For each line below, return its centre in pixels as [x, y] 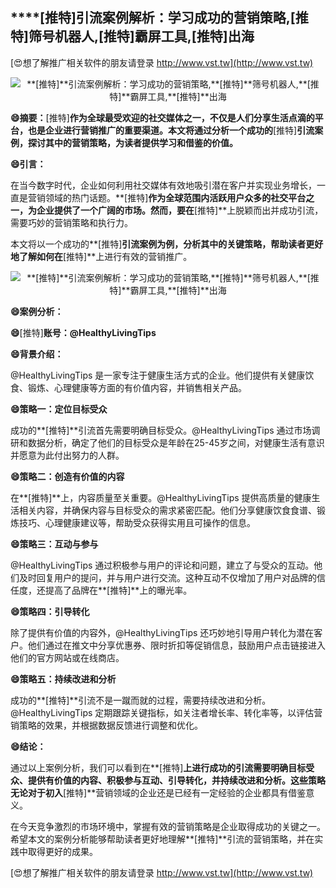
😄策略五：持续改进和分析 [63, 679]
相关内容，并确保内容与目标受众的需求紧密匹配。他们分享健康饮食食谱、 [167, 510]
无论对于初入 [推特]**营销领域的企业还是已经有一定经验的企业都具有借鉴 [158, 792]
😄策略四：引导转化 [50, 611]
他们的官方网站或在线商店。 [67, 657]
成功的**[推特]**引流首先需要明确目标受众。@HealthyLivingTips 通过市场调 [165, 430]
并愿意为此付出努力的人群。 [67, 455]
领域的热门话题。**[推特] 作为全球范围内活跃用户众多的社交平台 [175, 197]
